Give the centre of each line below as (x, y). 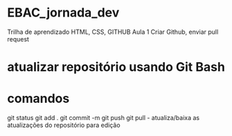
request (18, 39)
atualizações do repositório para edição (64, 125)
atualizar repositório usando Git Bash (116, 67)
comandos (38, 99)
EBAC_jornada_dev (63, 13)
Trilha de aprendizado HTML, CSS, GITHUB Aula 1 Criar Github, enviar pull (113, 32)
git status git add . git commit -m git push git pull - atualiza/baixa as (103, 118)
